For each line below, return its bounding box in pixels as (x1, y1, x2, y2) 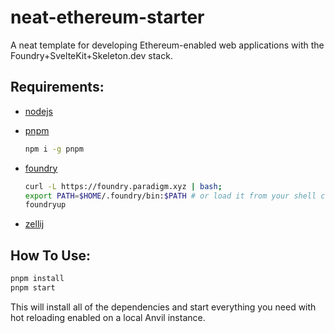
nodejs (24, 105, 53, 117)
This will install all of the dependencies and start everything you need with (10, 301, 317, 313)
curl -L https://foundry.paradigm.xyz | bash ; (24, 181, 223, 191)
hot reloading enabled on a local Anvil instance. (10, 311, 206, 323)
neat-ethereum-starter (10, 6, 205, 29)
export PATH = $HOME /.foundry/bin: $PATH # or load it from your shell (24, 191, 317, 201)
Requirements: (10, 79, 105, 96)
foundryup (24, 200, 67, 210)
